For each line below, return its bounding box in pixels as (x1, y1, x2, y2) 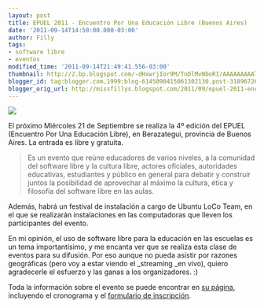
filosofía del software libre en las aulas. (27, 187, 155, 196)
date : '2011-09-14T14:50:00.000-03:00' (8, 26, 139, 34)
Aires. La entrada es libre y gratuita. (8, 138, 124, 147)
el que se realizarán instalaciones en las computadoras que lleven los (8, 210, 233, 220)
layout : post (8, 11, 51, 20)
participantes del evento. (8, 218, 89, 228)
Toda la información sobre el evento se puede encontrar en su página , (8, 283, 236, 292)
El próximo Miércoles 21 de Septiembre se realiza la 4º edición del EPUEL (8, 121, 246, 131)
